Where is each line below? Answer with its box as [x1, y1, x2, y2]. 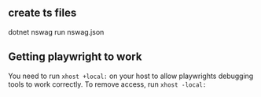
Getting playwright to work [8, 50, 142, 64]
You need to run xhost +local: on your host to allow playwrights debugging [8, 71, 254, 80]
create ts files [8, 6, 77, 20]
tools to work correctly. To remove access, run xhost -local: [8, 79, 207, 89]
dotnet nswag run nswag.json [8, 27, 105, 36]
